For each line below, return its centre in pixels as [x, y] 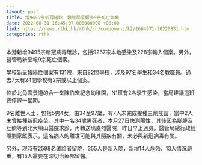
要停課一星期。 [25, 101]
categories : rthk [28, 34]
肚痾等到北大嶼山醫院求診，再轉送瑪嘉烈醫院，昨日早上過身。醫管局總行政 [98, 128]
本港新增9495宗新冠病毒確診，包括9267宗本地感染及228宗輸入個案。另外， [100, 52]
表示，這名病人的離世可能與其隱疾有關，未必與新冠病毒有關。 [103, 135]
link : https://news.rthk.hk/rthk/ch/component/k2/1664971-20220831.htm [98, 29]
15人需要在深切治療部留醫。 [56, 156]
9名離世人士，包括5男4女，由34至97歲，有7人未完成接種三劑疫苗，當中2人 [100, 113]
